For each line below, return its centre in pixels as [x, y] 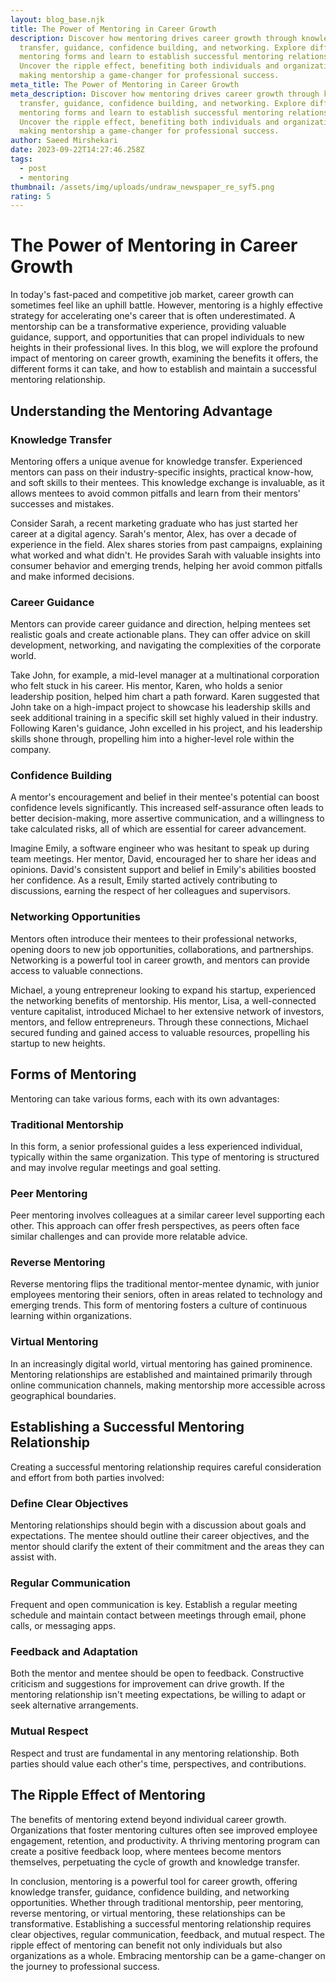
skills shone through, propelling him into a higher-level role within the [152, 739]
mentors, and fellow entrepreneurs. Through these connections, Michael [159, 1022]
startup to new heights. [58, 1043]
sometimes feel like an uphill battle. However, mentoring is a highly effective [166, 305]
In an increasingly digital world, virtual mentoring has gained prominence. [161, 1363]
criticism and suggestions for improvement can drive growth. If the [147, 1684]
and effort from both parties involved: [87, 1477]
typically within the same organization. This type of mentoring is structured [165, 1157]
